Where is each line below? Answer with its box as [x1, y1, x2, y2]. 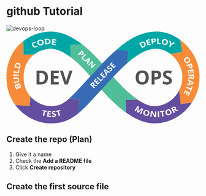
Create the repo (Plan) [6, 134, 93, 145]
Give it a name [15, 151, 52, 158]
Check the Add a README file [15, 157, 92, 164]
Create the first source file [6, 181, 109, 192]
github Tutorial [6, 4, 83, 18]
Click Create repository [15, 163, 76, 171]
